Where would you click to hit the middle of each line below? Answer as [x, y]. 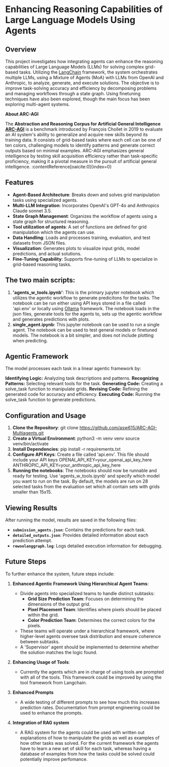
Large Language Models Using [70, 20]
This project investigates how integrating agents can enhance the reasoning [84, 61]
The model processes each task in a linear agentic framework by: [73, 369]
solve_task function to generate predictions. [51, 400]
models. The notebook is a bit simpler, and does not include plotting [83, 335]
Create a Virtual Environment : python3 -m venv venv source [76, 438]
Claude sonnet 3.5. [32, 211]
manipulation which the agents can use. [54, 232]
